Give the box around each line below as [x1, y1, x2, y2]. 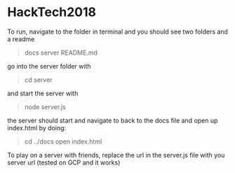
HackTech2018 [7, 4, 97, 20]
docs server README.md [24, 48, 98, 57]
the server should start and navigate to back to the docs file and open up [7, 116, 218, 125]
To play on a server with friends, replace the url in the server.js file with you [7, 151, 225, 159]
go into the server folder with [7, 62, 91, 70]
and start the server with [7, 89, 79, 97]
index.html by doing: [7, 123, 67, 132]
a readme [7, 34, 35, 43]
